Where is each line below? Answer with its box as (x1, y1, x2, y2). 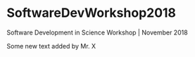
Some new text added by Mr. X (6, 42, 96, 50)
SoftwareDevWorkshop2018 (6, 5, 177, 21)
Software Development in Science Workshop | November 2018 (6, 28, 188, 37)
